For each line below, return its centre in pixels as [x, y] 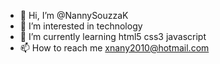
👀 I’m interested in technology [81, 26]
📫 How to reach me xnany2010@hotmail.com [114, 48]
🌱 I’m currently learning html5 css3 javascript [113, 36]
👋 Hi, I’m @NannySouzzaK [74, 15]
